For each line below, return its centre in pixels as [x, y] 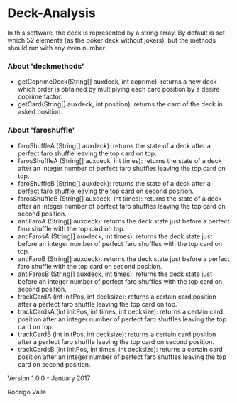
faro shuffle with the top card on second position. [90, 266]
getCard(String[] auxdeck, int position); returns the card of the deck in [120, 104]
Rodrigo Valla [27, 392]
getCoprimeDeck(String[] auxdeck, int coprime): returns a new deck [117, 82]
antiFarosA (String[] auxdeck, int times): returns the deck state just [115, 236]
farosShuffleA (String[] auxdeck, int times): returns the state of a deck [120, 160]
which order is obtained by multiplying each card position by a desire [118, 89]
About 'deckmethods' [46, 66]
